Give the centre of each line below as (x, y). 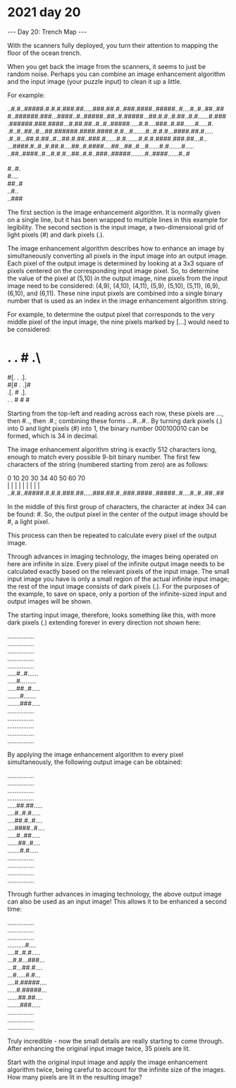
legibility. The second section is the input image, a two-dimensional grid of (116, 227)
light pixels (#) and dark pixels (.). (56, 235)
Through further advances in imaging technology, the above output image (114, 894)
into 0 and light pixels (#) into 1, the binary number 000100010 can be (108, 428)
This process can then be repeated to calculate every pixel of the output (112, 535)
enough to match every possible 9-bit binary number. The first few (104, 457)
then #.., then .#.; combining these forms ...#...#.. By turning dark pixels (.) (115, 420)
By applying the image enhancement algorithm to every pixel (95, 754)
